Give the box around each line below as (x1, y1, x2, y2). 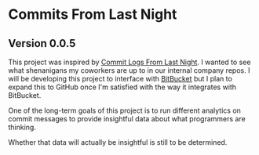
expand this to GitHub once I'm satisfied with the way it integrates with (8, 82, 237, 92)
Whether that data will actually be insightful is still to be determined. (8, 138, 228, 146)
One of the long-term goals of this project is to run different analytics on (8, 106, 242, 115)
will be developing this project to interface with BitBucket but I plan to (8, 74, 233, 83)
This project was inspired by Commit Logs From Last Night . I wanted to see (8, 57, 251, 67)
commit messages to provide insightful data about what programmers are (8, 114, 246, 123)
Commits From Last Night (8, 5, 177, 23)
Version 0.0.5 (8, 37, 76, 50)
